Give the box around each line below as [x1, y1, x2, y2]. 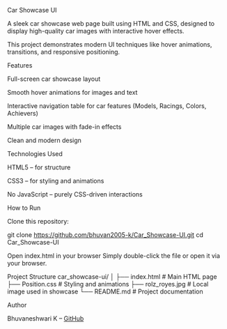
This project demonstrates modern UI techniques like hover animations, [7, 40, 212, 48]
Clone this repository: [7, 217, 70, 225]
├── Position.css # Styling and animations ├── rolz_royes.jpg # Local [7, 280, 209, 288]
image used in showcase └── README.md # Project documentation [7, 287, 203, 296]
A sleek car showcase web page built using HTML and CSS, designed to [7, 20, 214, 27]
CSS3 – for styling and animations [7, 177, 104, 185]
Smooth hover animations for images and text [7, 89, 138, 96]
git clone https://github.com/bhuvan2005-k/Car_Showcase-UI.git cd [7, 231, 203, 239]
